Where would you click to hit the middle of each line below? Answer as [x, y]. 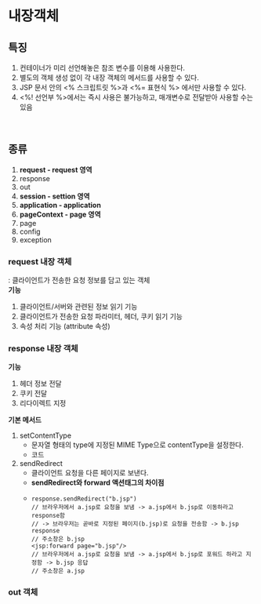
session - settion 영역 [54, 196]
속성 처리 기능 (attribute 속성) [65, 326]
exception [36, 239]
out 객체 [23, 592]
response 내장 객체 [43, 348]
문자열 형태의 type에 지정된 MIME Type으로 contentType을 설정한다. [138, 445]
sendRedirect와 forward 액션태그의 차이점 [98, 482]
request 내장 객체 [40, 261]
